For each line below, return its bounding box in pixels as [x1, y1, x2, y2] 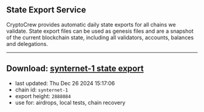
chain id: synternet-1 [15, 86, 69, 93]
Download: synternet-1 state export [6, 64, 144, 74]
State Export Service [6, 5, 86, 15]
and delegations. [6, 40, 49, 47]
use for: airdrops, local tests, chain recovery [15, 99, 126, 106]
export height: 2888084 [15, 92, 71, 99]
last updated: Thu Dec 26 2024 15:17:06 [15, 79, 115, 87]
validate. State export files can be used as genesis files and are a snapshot [6, 27, 194, 35]
